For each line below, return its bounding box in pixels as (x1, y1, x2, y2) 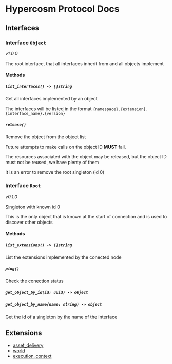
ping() (5, 266, 20, 271)
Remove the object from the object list (5, 134, 86, 140)
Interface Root (5, 182, 41, 189)
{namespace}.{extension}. (92, 107, 148, 112)
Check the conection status (5, 278, 64, 285)
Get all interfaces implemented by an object (5, 96, 98, 102)
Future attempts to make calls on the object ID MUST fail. (5, 144, 126, 150)
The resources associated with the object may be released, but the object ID (5, 154, 167, 160)
